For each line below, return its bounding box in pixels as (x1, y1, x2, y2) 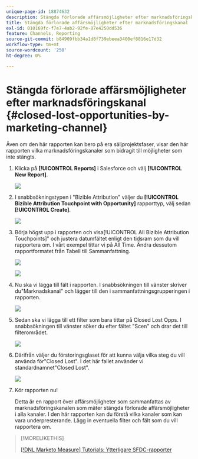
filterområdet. (14, 329, 48, 336)
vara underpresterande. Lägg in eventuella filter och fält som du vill (14, 416, 178, 424)
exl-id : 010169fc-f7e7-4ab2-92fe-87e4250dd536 (6, 25, 123, 31)
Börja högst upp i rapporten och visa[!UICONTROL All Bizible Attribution (14, 228, 190, 235)
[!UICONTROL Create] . (14, 206, 71, 213)
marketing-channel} (6, 121, 108, 134)
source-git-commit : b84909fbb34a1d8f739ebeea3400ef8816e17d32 (6, 36, 162, 42)
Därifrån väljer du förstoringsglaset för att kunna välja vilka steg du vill (14, 351, 185, 358)
